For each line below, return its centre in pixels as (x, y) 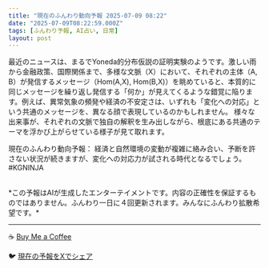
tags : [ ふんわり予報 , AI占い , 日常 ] (63, 30)
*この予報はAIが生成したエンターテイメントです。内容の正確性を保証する (129, 193)
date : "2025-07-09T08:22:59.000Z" (66, 23)
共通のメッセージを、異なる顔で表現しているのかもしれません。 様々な (139, 112)
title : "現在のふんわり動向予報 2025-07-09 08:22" (88, 16)
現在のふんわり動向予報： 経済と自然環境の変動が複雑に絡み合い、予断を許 (132, 149)
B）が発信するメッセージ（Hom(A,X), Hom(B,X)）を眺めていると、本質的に (132, 82)
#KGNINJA (26, 168)
